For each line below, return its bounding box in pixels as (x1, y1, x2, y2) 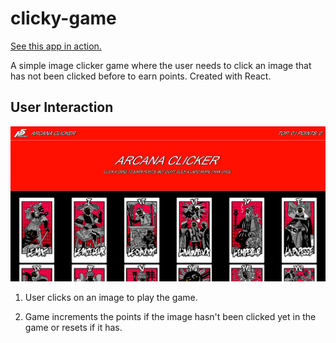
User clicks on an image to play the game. (24, 291, 198, 303)
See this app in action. (10, 40, 102, 52)
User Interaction (10, 99, 114, 116)
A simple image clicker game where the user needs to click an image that (10, 59, 312, 71)
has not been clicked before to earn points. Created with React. (10, 70, 272, 82)
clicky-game (10, 7, 117, 30)
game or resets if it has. (24, 321, 123, 333)
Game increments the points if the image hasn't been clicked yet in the (24, 310, 317, 322)
